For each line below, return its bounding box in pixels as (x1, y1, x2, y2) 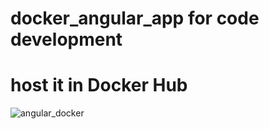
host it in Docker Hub (10, 74, 188, 97)
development (10, 28, 123, 51)
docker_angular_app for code (10, 7, 260, 30)
